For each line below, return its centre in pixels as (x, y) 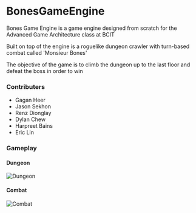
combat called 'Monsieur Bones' (47, 52)
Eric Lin (25, 133)
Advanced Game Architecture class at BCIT (61, 34)
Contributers (26, 86)
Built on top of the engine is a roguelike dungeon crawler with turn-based (98, 46)
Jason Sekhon (33, 106)
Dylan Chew (30, 119)
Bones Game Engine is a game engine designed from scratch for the (92, 28)
